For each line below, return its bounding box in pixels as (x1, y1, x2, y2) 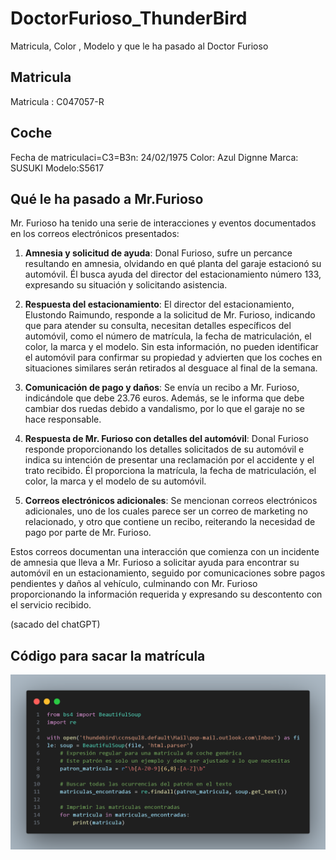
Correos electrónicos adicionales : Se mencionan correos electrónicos (24, 495, 318, 507)
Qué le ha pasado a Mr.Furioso (10, 190, 204, 207)
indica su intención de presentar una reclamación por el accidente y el (24, 454, 315, 466)
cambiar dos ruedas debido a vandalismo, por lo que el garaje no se (24, 403, 305, 415)
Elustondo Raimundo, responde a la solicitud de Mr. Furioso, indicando (24, 309, 316, 321)
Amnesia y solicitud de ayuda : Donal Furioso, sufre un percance (24, 247, 293, 259)
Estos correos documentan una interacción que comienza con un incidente (10, 546, 320, 558)
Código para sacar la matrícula (10, 647, 206, 664)
